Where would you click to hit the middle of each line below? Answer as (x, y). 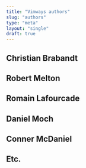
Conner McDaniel (39, 139)
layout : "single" (28, 28)
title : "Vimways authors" (38, 12)
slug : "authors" (26, 17)
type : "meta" (22, 23)
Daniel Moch (30, 119)
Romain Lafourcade (43, 99)
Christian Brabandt (42, 58)
